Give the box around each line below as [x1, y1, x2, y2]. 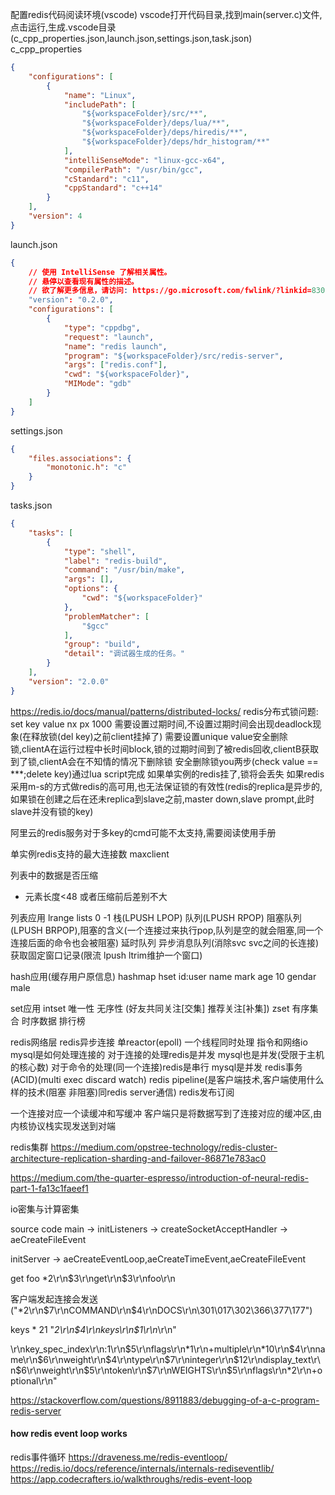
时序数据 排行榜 [21, 1014, 86, 1027]
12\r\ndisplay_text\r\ [238, 1353, 321, 1365]
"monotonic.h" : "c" [46, 463, 128, 473]
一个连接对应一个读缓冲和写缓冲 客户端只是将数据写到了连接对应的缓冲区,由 [10, 1107, 322, 1119]
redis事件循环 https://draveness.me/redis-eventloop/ [10, 1451, 228, 1463]
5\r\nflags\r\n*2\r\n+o [232, 1364, 323, 1376]
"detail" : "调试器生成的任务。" [63, 649, 185, 659]
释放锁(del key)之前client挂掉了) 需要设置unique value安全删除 [31, 730, 288, 742]
